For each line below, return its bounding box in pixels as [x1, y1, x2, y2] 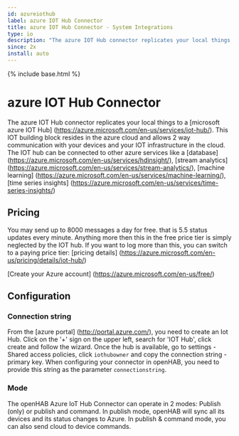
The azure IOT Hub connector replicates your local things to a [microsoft [7, 118, 221, 127]
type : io [7, 30, 33, 38]
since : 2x [7, 43, 37, 50]
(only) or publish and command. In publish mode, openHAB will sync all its [7, 407, 225, 415]
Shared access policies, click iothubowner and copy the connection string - [7, 350, 228, 359]
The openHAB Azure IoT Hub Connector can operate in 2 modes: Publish [7, 399, 221, 408]
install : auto [7, 50, 50, 58]
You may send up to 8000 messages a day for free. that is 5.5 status [7, 225, 208, 234]
